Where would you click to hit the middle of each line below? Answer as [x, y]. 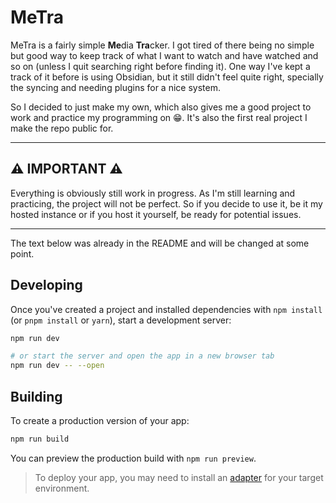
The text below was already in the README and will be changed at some [160, 243]
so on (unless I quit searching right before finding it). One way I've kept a [160, 66]
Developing [46, 285]
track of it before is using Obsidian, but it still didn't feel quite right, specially [167, 77]
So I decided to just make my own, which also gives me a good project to [161, 107]
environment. [62, 488]
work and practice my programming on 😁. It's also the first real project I [159, 117]
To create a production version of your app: [100, 420]
